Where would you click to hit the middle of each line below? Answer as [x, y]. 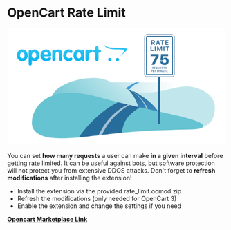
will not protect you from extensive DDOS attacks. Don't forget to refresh [111, 170]
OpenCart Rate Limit [66, 13]
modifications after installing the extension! [70, 178]
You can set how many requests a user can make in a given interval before [115, 155]
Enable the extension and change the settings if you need [99, 206]
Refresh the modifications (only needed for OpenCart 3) [97, 198]
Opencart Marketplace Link [47, 219]
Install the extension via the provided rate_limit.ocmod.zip [99, 191]
